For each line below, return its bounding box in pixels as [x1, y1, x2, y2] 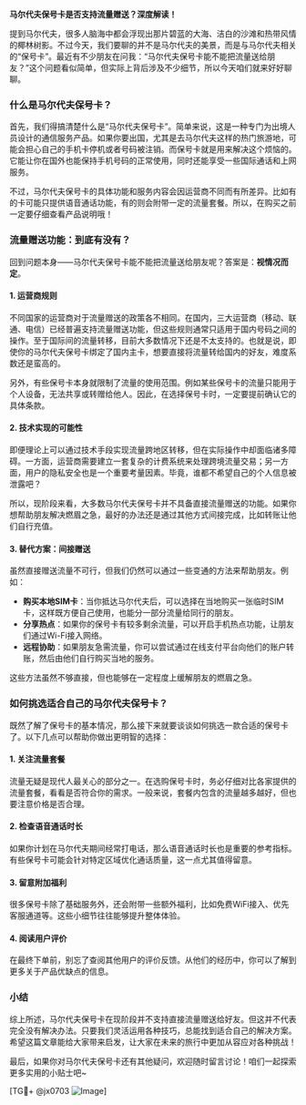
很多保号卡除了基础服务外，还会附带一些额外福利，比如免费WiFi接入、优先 [9, 899, 290, 910]
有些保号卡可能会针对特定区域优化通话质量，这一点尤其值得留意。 [9, 854, 257, 865]
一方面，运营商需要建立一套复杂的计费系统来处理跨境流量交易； [25, 455, 265, 466]
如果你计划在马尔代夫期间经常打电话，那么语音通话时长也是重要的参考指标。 [9, 843, 297, 854]
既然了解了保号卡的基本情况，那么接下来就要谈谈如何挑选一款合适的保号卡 [9, 720, 289, 731]
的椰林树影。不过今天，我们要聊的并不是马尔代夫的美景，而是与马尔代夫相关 [9, 40, 297, 50]
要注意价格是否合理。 [9, 798, 89, 809]
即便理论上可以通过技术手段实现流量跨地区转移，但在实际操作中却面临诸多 [9, 445, 289, 455]
